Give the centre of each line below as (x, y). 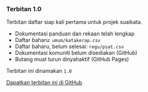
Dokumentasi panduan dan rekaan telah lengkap (75, 34)
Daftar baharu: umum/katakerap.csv (58, 40)
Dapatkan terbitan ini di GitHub (44, 82)
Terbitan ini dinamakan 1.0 (39, 71)
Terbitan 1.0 (24, 9)
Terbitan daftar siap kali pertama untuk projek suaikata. (74, 22)
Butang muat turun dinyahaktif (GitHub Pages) (72, 60)
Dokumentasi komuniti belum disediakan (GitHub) (76, 53)
